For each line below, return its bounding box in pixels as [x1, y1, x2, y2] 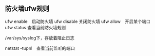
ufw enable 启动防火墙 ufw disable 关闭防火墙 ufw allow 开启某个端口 [5, 19, 151, 24]
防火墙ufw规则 [5, 4, 50, 13]
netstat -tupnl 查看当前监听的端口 [5, 45, 75, 51]
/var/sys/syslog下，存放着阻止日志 [5, 35, 75, 40]
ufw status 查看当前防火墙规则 [5, 24, 66, 30]
